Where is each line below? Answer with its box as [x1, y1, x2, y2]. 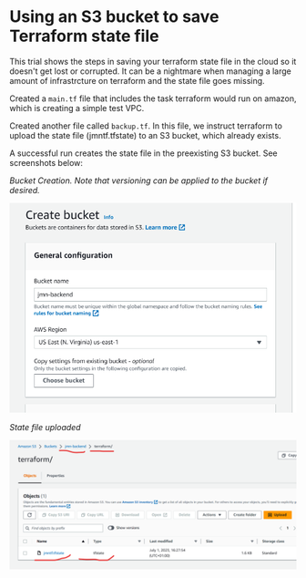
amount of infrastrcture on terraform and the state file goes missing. [9, 75, 266, 86]
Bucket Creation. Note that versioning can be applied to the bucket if [9, 175, 269, 186]
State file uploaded [9, 421, 81, 432]
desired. [9, 184, 41, 195]
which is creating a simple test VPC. [9, 102, 145, 113]
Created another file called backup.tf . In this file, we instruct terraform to [9, 120, 282, 131]
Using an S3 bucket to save [9, 6, 219, 27]
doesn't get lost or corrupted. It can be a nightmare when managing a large [9, 66, 291, 77]
